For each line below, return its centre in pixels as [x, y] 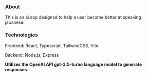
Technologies [21, 35]
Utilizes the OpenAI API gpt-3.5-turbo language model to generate [73, 64]
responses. [17, 69]
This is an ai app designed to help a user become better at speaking [73, 17]
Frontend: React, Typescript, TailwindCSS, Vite [52, 46]
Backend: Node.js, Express [32, 55]
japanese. [15, 22]
